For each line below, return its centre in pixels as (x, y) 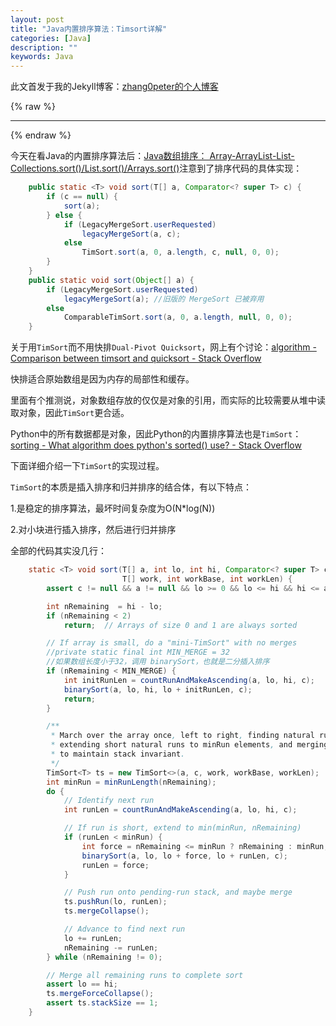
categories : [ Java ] (51, 38)
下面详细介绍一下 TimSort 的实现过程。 (87, 466)
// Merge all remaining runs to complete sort (145, 975)
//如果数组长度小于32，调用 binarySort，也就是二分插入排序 (158, 662)
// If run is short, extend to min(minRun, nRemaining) (182, 828)
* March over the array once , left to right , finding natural (182, 736)
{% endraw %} (41, 135)
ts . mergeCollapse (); (106, 911)
